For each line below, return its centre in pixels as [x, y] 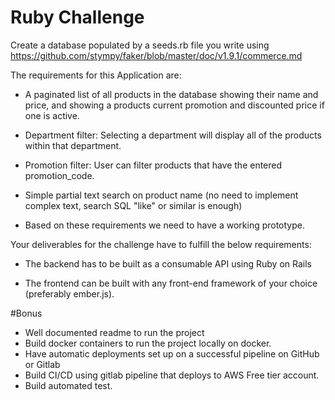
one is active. [52, 115]
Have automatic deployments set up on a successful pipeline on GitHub [172, 353]
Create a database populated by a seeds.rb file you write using [140, 45]
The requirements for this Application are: [96, 75]
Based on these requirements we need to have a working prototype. [165, 225]
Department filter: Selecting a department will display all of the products [173, 135]
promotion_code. [59, 175]
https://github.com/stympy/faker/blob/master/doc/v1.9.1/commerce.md [156, 55]
